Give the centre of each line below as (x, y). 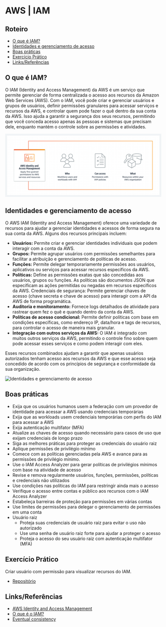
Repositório (24, 581)
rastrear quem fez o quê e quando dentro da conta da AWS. (73, 312)
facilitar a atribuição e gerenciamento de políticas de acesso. (75, 259)
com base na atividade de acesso (47, 470)
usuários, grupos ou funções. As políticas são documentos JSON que (83, 280)
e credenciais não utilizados (41, 480)
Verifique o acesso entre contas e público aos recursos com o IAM (80, 491)
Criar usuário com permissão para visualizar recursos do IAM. (68, 571)
